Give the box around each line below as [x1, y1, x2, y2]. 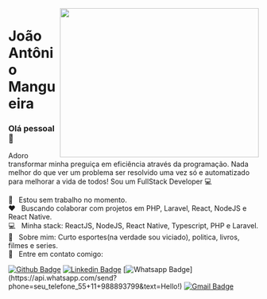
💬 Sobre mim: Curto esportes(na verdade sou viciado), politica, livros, [8, 232, 240, 242]
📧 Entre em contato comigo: [8, 250, 103, 259]
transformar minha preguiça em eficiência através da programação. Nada [8, 159, 249, 169]
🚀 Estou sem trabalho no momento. [8, 195, 127, 205]
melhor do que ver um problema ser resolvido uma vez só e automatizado [8, 168, 250, 177]
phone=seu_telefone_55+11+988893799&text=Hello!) [8, 282, 183, 291]
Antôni [8, 44, 54, 62]
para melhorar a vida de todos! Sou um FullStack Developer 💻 [8, 177, 212, 186]
